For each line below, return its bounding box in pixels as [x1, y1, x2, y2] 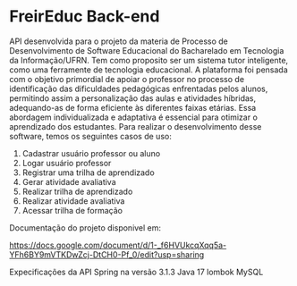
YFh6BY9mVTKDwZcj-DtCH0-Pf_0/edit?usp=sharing [9, 248, 205, 260]
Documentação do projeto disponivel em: [9, 222, 162, 233]
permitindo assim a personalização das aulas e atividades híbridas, [9, 92, 257, 104]
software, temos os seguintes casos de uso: [9, 130, 172, 141]
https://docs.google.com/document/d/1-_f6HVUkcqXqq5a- [9, 240, 227, 250]
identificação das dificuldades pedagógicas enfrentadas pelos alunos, [9, 83, 268, 94]
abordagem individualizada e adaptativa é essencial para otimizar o [9, 112, 258, 122]
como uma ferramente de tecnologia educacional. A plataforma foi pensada [9, 64, 288, 75]
